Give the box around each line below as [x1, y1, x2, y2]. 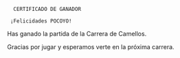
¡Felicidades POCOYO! [10, 18, 72, 25]
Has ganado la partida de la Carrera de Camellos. [7, 30, 147, 38]
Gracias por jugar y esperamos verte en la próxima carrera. [7, 43, 175, 50]
